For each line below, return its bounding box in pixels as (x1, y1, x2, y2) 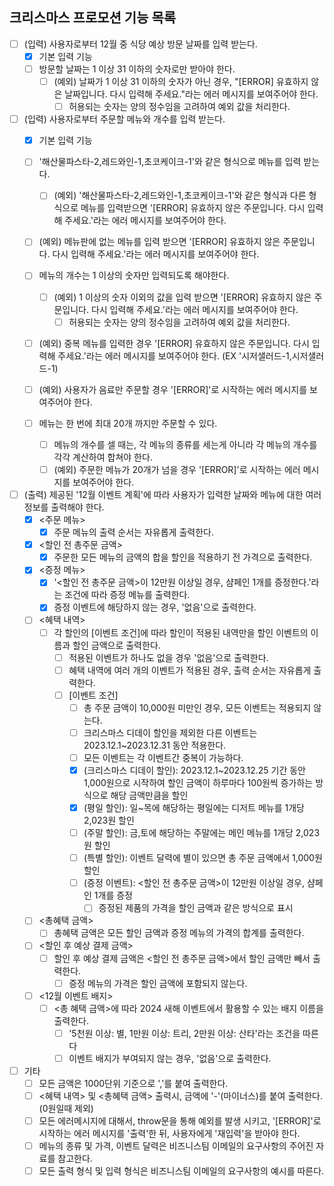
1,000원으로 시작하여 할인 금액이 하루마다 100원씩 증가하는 (83, 777, 314, 788)
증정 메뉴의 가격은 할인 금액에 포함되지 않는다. (68, 977, 248, 989)
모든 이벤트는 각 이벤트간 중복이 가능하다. (83, 751, 244, 763)
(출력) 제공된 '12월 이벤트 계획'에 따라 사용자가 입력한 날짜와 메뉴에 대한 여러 (23, 488, 322, 500)
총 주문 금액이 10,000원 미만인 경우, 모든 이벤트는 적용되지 (83, 701, 312, 713)
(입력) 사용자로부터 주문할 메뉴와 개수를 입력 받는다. (23, 113, 226, 125)
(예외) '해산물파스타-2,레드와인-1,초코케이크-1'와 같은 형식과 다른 (53, 189, 307, 202)
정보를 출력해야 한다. (23, 501, 105, 513)
